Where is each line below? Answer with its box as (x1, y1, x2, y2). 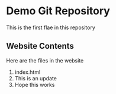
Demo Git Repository (6, 4, 111, 18)
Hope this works (14, 81, 55, 88)
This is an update (14, 74, 57, 82)
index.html (14, 68, 41, 76)
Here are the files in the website (6, 57, 84, 64)
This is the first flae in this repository (6, 24, 96, 31)
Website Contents (6, 41, 74, 51)
